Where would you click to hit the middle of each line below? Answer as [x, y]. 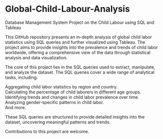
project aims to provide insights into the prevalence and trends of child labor [81, 47]
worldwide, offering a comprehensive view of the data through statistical [78, 52]
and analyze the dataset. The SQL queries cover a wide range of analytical [80, 72]
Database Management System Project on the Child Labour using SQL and [80, 22]
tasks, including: [21, 77]
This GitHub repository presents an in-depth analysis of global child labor [79, 37]
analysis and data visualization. [36, 57]
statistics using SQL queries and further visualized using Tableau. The [75, 42]
